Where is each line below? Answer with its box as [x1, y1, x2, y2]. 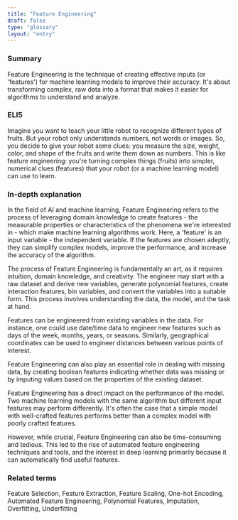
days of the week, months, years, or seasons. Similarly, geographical [7, 331, 210, 340]
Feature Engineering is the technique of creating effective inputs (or [7, 70, 206, 78]
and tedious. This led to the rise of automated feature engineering [7, 440, 200, 449]
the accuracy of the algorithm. [7, 251, 96, 259]
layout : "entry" [7, 30, 55, 38]
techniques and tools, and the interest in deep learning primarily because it [7, 448, 227, 457]
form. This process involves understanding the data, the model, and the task [7, 295, 231, 303]
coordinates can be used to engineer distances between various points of [7, 339, 224, 347]
